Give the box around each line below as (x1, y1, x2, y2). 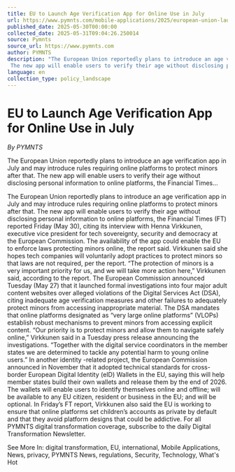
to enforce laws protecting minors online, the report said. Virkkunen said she (7, 244, 228, 253)
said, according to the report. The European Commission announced (7, 274, 205, 283)
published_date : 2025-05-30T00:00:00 (7, 23, 117, 30)
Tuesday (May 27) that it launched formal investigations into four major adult (7, 281, 227, 290)
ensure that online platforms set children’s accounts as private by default (7, 408, 217, 416)
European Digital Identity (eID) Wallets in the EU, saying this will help (27, 371, 225, 379)
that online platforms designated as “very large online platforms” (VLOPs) (7, 311, 219, 320)
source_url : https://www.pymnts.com (7, 43, 114, 50)
